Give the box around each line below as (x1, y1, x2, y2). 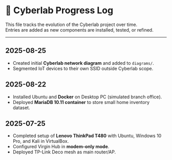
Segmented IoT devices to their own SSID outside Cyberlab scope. (12, 65, 154, 71)
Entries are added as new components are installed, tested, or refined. (5, 26, 154, 33)
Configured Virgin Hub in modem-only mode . (12, 144, 110, 150)
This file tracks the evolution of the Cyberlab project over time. (5, 21, 138, 28)
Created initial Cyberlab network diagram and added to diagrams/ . (12, 60, 155, 66)
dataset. (12, 104, 30, 111)
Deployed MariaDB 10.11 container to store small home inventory (12, 99, 150, 105)
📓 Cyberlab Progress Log (5, 5, 114, 16)
